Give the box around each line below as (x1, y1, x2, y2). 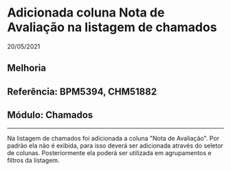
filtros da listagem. (7, 156, 60, 164)
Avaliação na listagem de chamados (7, 19, 217, 35)
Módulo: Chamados (7, 109, 93, 121)
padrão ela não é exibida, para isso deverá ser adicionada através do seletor (7, 141, 223, 150)
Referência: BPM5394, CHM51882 (7, 85, 157, 97)
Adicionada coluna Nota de (7, 5, 165, 21)
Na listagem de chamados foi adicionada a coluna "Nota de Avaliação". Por (7, 134, 220, 142)
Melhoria (7, 62, 47, 74)
